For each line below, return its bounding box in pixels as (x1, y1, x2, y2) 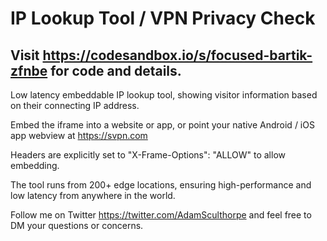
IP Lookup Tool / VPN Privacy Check (10, 7, 316, 30)
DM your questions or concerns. (10, 220, 144, 231)
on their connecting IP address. (10, 100, 140, 111)
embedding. (10, 160, 60, 171)
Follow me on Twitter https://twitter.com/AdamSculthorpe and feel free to (10, 209, 312, 221)
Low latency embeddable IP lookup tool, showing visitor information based (10, 89, 318, 101)
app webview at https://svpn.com (10, 130, 148, 141)
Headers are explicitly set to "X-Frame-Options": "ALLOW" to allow (10, 149, 286, 161)
